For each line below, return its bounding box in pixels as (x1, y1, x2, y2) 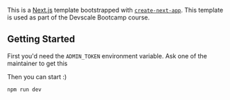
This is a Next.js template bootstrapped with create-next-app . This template (7, 6, 224, 14)
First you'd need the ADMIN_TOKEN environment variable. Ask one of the (7, 51, 208, 60)
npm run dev (7, 86, 42, 93)
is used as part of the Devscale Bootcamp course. (7, 13, 150, 22)
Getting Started (7, 33, 76, 45)
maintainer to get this (7, 59, 68, 67)
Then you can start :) (7, 72, 67, 81)
